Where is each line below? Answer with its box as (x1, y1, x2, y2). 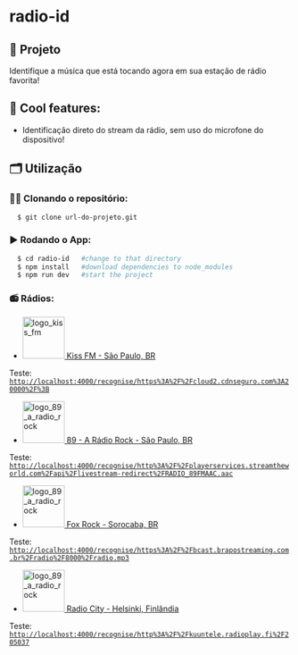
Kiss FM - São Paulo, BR (66, 350, 156, 361)
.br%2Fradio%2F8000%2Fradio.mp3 (9, 553, 129, 562)
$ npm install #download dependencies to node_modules (17, 262, 234, 272)
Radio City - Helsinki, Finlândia (66, 603, 179, 614)
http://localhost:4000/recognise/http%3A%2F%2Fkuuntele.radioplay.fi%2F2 (9, 630, 290, 639)
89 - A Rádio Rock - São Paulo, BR (66, 434, 194, 445)
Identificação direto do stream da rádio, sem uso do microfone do (21, 124, 264, 135)
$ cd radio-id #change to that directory (17, 254, 181, 263)
